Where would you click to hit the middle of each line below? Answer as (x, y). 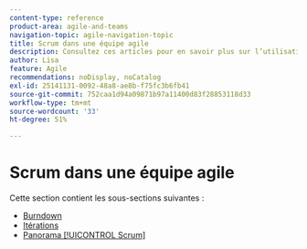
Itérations (41, 225)
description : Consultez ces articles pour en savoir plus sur (130, 52)
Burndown (42, 216)
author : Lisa (34, 60)
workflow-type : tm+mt (51, 103)
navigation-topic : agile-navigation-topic (91, 35)
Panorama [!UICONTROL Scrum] (84, 235)
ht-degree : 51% (38, 119)
